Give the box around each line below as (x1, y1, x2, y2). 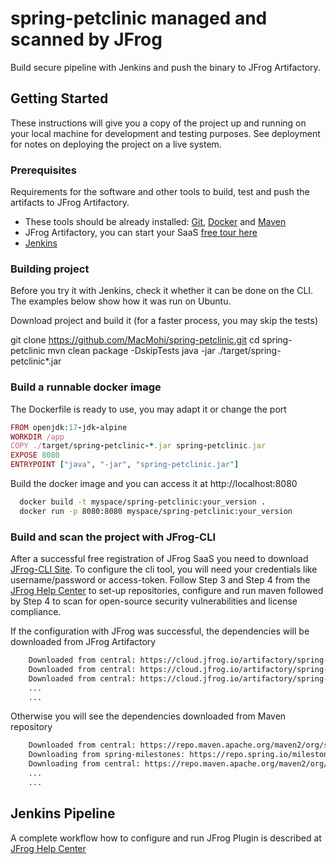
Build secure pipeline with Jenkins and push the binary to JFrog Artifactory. (10, 61, 321, 73)
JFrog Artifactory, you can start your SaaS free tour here (24, 227, 258, 239)
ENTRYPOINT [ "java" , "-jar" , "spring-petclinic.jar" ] (10, 460, 240, 470)
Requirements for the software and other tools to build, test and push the (10, 186, 310, 198)
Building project (10, 262, 90, 276)
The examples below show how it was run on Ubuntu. (10, 295, 232, 307)
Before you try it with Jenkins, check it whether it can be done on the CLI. (10, 285, 314, 297)
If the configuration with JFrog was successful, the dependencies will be (10, 625, 310, 637)
